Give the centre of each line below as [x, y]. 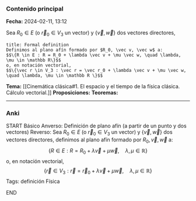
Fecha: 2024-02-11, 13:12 [36, 22]
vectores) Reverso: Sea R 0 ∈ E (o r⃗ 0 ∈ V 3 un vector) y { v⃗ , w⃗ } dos [90, 133]
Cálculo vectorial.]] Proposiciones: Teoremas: [62, 93]
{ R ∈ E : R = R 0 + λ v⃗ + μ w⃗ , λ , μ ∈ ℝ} [98, 151]
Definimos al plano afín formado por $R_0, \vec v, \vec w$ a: [85, 50]
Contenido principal [35, 9]
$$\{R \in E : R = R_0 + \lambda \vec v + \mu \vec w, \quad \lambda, [94, 55]
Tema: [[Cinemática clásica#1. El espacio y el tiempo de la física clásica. [93, 86]
